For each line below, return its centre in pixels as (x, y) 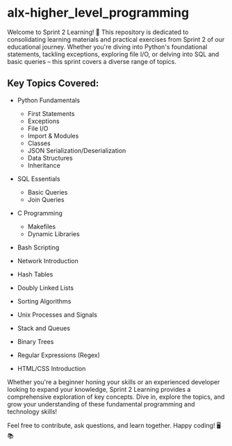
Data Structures (50, 158)
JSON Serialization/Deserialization (77, 150)
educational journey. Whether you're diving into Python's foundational (107, 47)
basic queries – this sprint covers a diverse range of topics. (92, 61)
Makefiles (42, 226)
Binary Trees (35, 341)
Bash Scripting (38, 247)
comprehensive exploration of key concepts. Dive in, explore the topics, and (116, 397)
